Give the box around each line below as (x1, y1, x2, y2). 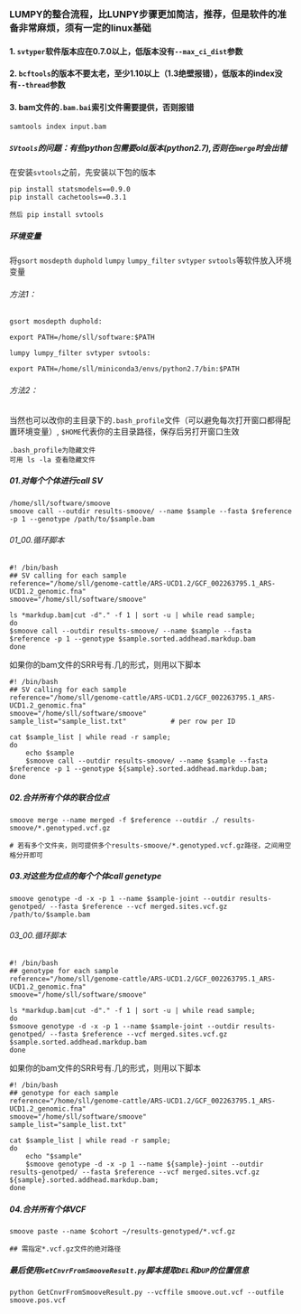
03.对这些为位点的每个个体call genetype (9, 870, 162, 882)
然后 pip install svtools (9, 211, 104, 220)
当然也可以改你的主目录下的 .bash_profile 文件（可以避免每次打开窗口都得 (9, 414, 284, 426)
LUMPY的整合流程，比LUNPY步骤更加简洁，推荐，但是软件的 (9, 7, 278, 20)
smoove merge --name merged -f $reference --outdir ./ (9, 815, 220, 824)
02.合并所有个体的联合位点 (9, 793, 110, 803)
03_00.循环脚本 (9, 930, 67, 941)
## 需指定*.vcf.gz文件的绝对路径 (9, 1244, 122, 1253)
